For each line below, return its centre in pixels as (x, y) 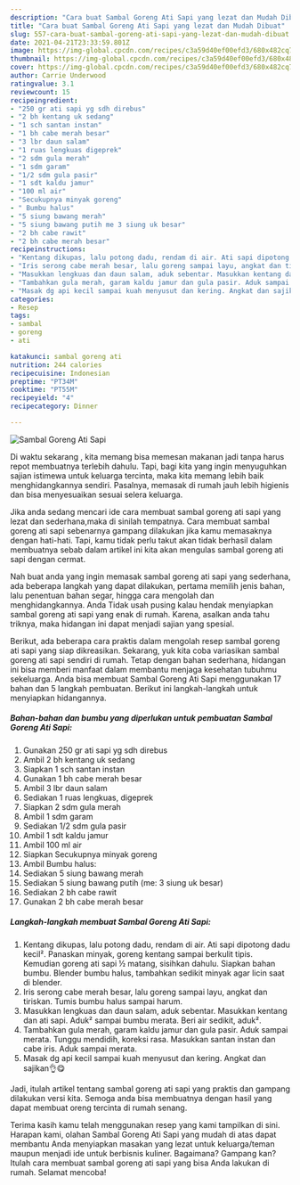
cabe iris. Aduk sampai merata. (80, 1049)
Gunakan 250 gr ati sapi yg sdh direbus (95, 750)
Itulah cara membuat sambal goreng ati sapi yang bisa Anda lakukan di (140, 1163)
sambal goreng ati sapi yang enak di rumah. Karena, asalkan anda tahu (140, 614)
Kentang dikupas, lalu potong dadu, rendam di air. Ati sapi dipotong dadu (156, 944)
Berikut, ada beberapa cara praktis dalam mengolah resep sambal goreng (145, 641)
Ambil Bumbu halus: (60, 863)
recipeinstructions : (49, 249)
